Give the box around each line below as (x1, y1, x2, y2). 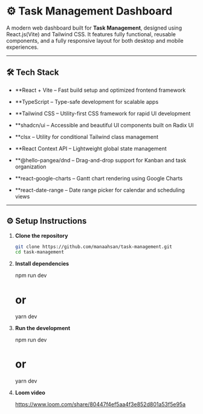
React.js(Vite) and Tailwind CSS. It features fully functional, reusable (6, 30, 176, 37)
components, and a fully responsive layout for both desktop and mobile (6, 37, 184, 44)
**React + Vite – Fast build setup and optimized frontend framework (14, 86, 186, 94)
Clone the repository (14, 232, 68, 239)
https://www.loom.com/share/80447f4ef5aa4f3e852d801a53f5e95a (14, 401, 186, 408)
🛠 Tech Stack (6, 68, 59, 78)
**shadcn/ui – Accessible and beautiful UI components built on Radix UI (14, 121, 194, 129)
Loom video (14, 389, 45, 396)
